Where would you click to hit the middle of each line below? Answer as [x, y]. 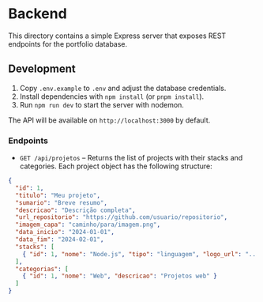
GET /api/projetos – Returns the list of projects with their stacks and [131, 158]
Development [42, 69]
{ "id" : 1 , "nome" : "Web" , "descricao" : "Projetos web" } [120, 276]
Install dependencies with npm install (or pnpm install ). [112, 96]
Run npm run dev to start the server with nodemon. [101, 104]
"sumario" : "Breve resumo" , [62, 202]
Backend [38, 14]
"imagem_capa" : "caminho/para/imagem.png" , [88, 225]
